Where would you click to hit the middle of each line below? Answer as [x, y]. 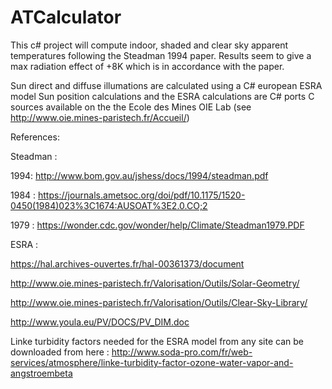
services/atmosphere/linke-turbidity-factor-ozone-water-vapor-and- [152, 362]
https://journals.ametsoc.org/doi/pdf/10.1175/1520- [142, 195]
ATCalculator [66, 17]
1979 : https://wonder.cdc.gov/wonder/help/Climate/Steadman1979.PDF [157, 225]
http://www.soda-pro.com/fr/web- [182, 352]
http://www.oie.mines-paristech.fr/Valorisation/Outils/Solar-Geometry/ [155, 283]
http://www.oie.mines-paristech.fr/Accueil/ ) [100, 117]
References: [35, 137]
